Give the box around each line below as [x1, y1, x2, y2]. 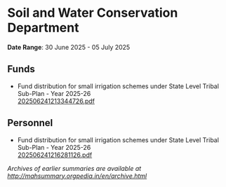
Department [7, 20, 79, 36]
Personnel [7, 117, 53, 129]
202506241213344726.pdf [17, 97, 95, 105]
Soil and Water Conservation [7, 5, 178, 21]
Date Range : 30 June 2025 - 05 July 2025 [7, 43, 131, 51]
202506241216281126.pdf [17, 151, 93, 159]
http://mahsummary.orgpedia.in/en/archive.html [7, 172, 147, 180]
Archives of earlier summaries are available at [7, 164, 142, 172]
